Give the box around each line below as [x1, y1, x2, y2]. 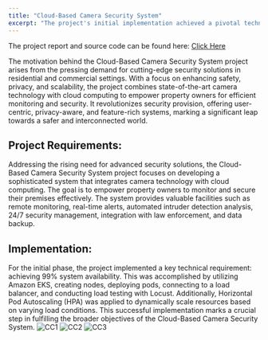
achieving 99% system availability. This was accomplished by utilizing [8, 272, 238, 281]
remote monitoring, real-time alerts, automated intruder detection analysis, [8, 202, 254, 212]
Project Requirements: [8, 139, 122, 152]
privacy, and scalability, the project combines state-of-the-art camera [8, 81, 238, 92]
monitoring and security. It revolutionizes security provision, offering [8, 99, 233, 108]
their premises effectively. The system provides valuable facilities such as [8, 193, 250, 203]
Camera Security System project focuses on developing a [30, 168, 221, 178]
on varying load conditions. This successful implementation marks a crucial [8, 306, 257, 315]
